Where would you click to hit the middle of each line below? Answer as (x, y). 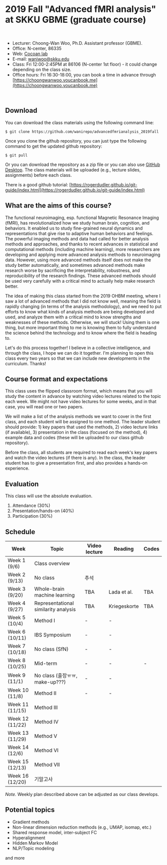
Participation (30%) (33, 516)
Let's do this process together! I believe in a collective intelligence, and (78, 348)
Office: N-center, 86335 (37, 48)
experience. (17, 469)
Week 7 (17, 646)
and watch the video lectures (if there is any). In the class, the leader (75, 458)
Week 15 (18, 761)
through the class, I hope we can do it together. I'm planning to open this (80, 353)
